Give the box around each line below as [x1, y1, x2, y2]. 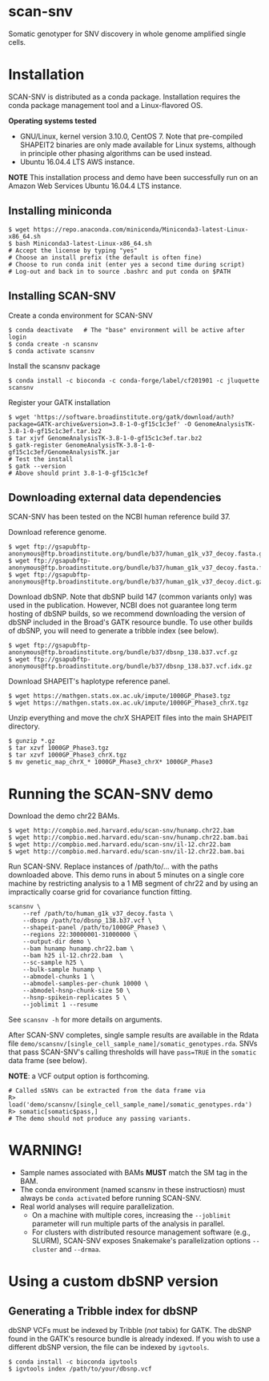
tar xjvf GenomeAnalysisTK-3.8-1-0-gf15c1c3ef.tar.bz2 [15, 434, 203, 442]
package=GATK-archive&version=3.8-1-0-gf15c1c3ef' [8, 420, 181, 428]
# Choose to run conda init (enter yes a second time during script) [8, 260, 246, 268]
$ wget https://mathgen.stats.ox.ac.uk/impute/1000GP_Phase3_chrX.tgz [8, 699, 249, 707]
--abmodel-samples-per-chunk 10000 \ [22, 980, 149, 988]
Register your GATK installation [8, 397, 110, 407]
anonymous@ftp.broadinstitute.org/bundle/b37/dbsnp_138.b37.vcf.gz [8, 648, 239, 656]
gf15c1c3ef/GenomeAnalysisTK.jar [8, 448, 120, 456]
